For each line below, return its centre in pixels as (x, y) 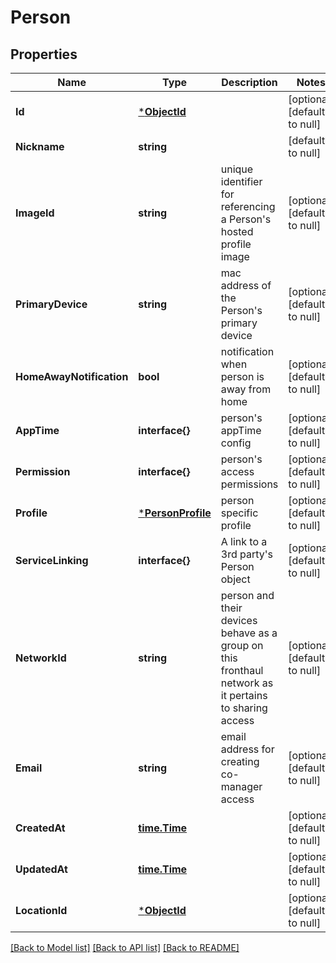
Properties (44, 54)
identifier (241, 181)
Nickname (40, 146)
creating (240, 761)
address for (247, 749)
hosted (237, 231)
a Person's (246, 219)
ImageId (35, 213)
